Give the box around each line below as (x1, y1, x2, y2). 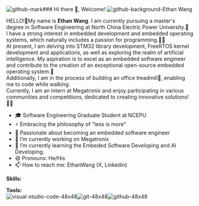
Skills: (6, 175, 22, 182)
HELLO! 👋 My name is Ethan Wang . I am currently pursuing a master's (6, 17, 176, 24)
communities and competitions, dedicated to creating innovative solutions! (6, 93, 189, 100)
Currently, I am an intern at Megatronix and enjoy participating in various (6, 87, 184, 94)
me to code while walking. (6, 81, 70, 88)
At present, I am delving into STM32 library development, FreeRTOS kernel (6, 42, 189, 50)
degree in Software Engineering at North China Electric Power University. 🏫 (6, 24, 189, 30)
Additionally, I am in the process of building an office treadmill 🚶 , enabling (6, 75, 186, 81)
